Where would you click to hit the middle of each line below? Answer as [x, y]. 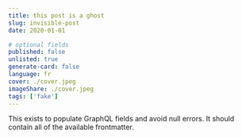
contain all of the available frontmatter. [71, 127]
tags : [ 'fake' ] [33, 96]
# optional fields [38, 44]
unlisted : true [33, 59]
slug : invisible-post [44, 23]
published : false [37, 52]
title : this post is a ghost [56, 15]
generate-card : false [44, 67]
